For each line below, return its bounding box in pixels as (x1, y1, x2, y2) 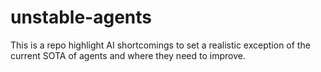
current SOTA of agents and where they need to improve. (10, 49, 246, 61)
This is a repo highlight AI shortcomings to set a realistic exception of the (10, 39, 311, 51)
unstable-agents (10, 6, 152, 29)
